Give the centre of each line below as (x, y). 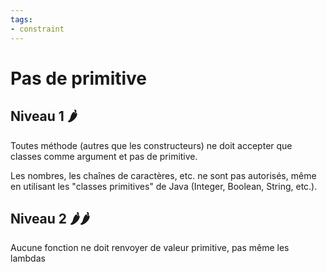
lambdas (28, 258)
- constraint (37, 29)
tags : (21, 19)
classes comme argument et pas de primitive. (104, 156)
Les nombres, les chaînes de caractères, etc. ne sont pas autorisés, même (163, 175)
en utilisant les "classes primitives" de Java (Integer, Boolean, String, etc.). (164, 186)
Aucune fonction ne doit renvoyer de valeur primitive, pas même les (150, 248)
